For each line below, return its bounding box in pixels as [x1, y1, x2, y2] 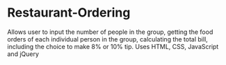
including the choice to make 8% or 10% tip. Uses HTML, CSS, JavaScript [7, 42, 219, 50]
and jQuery [7, 50, 40, 58]
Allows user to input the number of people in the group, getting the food [7, 28, 213, 36]
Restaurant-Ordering [7, 5, 131, 21]
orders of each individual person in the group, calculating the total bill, [7, 35, 209, 43]
